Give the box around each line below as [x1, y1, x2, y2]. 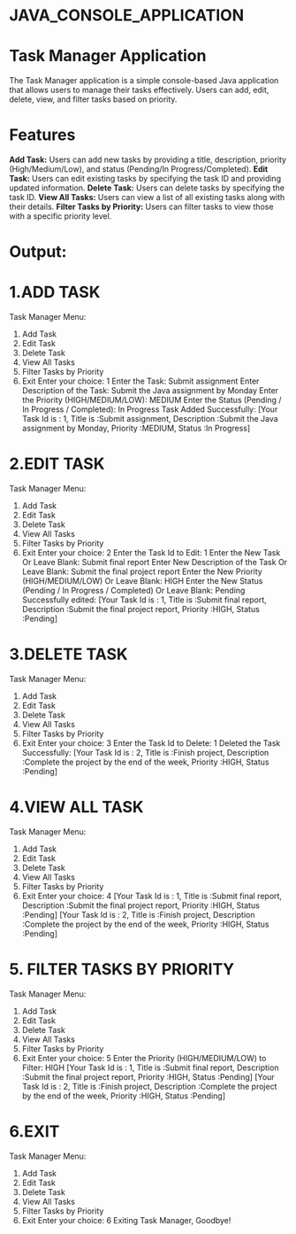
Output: [9, 242, 67, 262]
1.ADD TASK [9, 283, 101, 302]
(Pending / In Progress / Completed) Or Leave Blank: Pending [21, 586, 246, 596]
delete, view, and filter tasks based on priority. [9, 94, 178, 105]
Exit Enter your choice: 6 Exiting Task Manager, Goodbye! [21, 1215, 231, 1225]
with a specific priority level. [9, 211, 112, 221]
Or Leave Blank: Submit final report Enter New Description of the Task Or [21, 557, 288, 568]
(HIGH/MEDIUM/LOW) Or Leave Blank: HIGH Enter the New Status [21, 576, 263, 586]
